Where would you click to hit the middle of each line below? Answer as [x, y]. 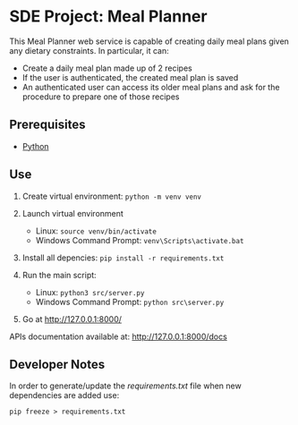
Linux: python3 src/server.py [90, 292]
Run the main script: [59, 275]
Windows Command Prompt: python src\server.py [130, 302]
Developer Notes [57, 364]
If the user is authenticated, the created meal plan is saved [130, 77]
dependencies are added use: [64, 395]
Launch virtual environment [72, 213]
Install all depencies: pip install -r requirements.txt [123, 258]
